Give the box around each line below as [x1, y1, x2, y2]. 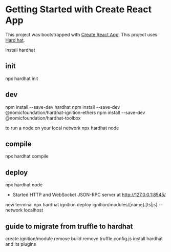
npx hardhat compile [5, 153, 49, 160]
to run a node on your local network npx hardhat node [5, 125, 119, 131]
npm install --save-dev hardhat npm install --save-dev [5, 104, 120, 110]
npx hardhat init [5, 75, 38, 82]
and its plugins [5, 241, 36, 247]
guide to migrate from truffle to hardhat [5, 222, 133, 230]
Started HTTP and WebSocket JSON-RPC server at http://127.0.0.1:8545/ [12, 191, 166, 198]
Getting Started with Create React [5, 4, 152, 15]
